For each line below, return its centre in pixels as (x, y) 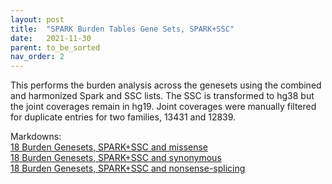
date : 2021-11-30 (51, 38)
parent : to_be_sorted (55, 47)
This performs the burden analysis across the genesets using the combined (166, 85)
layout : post (37, 19)
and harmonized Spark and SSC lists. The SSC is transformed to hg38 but (162, 96)
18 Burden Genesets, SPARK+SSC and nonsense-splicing (128, 168)
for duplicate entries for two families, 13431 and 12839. (123, 117)
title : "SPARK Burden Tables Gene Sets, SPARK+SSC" (122, 29)
